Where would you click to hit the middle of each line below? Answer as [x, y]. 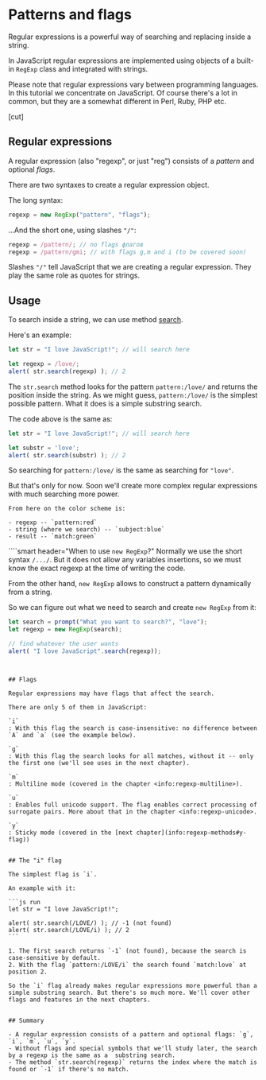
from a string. [31, 592]
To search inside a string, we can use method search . [96, 320]
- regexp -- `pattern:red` [53, 523]
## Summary [26, 1020]
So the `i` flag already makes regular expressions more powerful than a [133, 985]
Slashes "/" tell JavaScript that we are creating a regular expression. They [130, 267]
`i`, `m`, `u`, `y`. [42, 1041]
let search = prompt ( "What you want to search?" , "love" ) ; [108, 622]
